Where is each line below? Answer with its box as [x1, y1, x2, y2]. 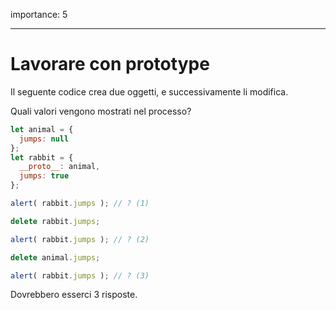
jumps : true [19, 171, 70, 181]
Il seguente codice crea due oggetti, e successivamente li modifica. [10, 85, 289, 98]
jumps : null [19, 134, 70, 144]
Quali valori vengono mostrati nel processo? [10, 105, 192, 117]
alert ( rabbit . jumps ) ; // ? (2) [10, 234, 150, 244]
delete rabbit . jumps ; [10, 216, 101, 226]
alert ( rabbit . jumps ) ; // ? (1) [10, 199, 150, 209]
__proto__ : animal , [19, 162, 101, 172]
